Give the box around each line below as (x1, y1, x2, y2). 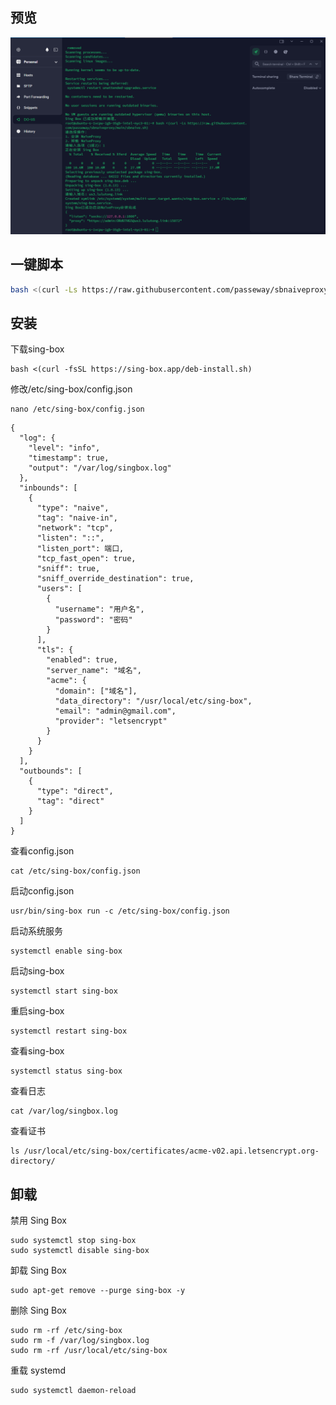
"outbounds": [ (19, 766, 83, 777)
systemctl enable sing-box (10, 946, 123, 957)
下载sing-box (10, 343, 65, 355)
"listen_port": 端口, (36, 544, 125, 554)
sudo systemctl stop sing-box (10, 1236, 137, 1246)
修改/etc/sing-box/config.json (10, 383, 133, 395)
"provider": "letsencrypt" (54, 716, 168, 727)
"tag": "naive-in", (36, 513, 118, 523)
